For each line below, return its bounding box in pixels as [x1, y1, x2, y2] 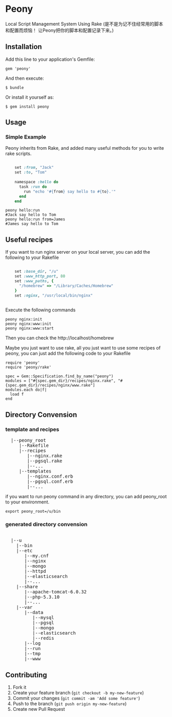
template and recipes [5, 426, 60, 433]
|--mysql [32, 615, 54, 621]
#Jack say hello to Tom [5, 212, 56, 218]
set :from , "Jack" [14, 165, 54, 170]
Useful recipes [5, 235, 53, 244]
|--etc [16, 548, 33, 554]
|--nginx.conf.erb [27, 474, 73, 479]
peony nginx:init [5, 317, 43, 322]
